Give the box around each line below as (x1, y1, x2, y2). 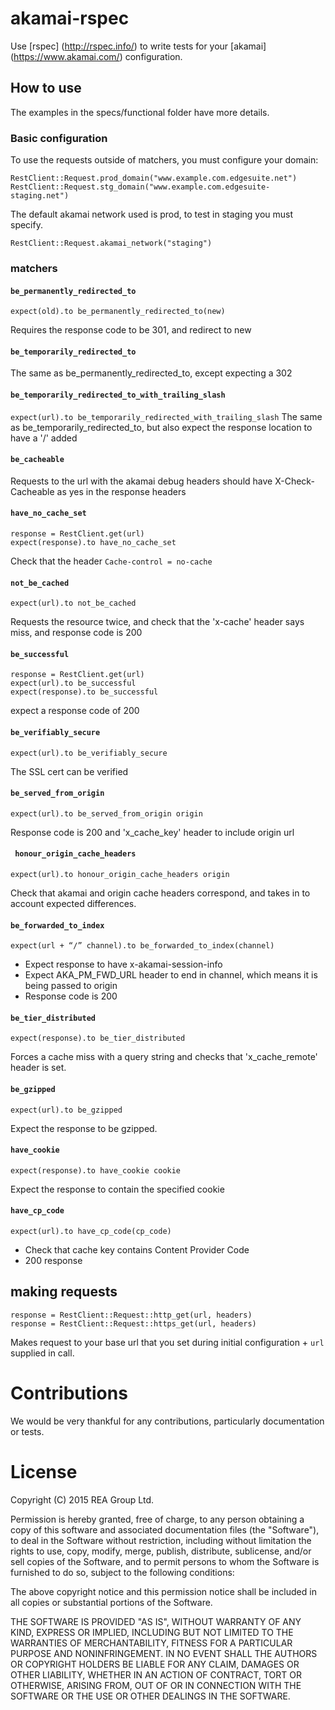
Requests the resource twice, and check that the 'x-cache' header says (10, 616, 305, 628)
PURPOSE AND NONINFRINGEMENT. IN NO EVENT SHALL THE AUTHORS (10, 1647, 318, 1659)
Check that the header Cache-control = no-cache (10, 555, 213, 567)
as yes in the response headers (56, 485, 187, 497)
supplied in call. (10, 1347, 75, 1359)
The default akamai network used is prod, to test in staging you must (10, 208, 294, 221)
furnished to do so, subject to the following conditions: (10, 1566, 235, 1578)
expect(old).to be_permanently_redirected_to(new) (10, 307, 226, 317)
